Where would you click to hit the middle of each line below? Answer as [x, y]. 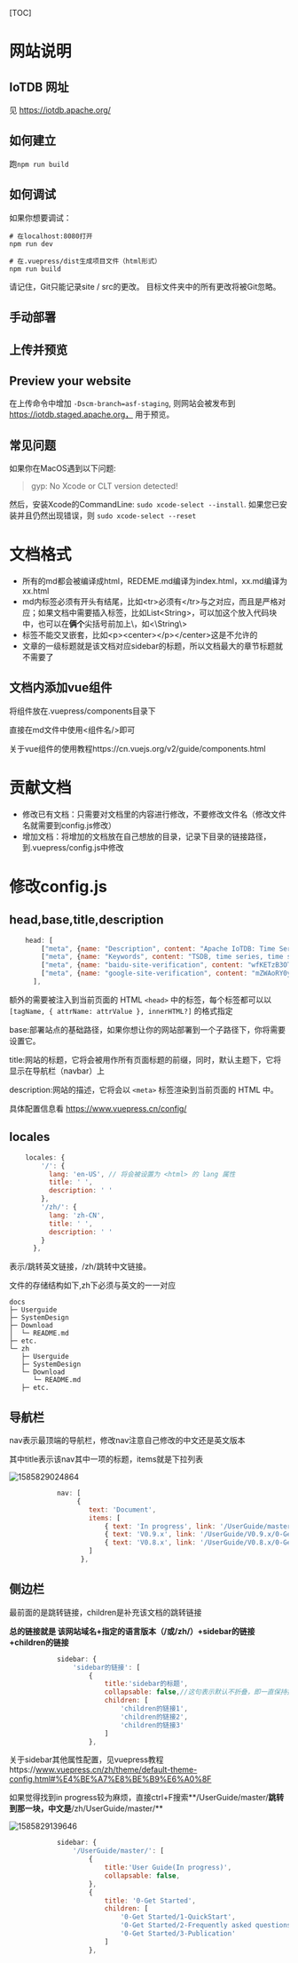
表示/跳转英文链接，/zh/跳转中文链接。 [80, 1266]
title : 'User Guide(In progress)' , [168, 1868]
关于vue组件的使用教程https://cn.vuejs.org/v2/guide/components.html [137, 748]
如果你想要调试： [40, 218]
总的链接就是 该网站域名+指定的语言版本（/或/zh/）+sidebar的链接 [132, 1631]
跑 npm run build [39, 164]
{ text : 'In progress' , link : [160, 1526]
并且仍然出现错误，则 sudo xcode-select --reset [106, 515]
